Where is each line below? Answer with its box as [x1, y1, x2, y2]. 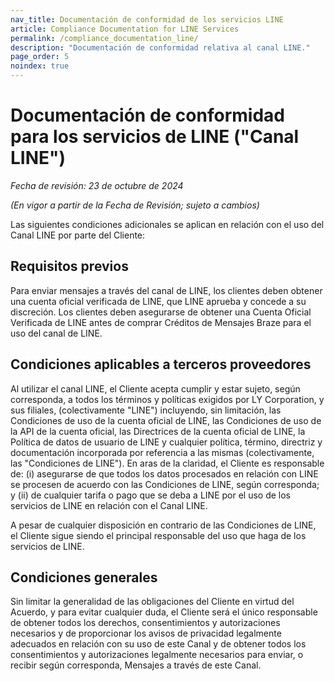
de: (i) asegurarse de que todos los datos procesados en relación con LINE [10, 467, 319, 480]
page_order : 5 [10, 52, 70, 62]
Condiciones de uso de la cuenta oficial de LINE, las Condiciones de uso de [10, 414, 322, 426]
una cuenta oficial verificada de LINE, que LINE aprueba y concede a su [10, 295, 307, 307]
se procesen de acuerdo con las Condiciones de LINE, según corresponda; [10, 478, 320, 490]
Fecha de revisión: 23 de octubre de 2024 [10, 179, 184, 191]
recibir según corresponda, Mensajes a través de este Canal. [10, 659, 262, 671]
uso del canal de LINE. [10, 327, 103, 339]
